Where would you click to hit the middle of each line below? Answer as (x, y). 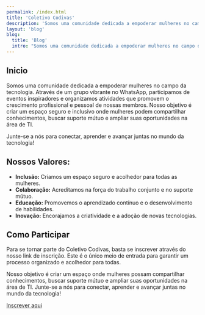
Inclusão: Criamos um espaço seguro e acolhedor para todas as (96, 176)
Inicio (17, 71)
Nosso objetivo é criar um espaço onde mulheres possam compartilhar (95, 274)
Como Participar (38, 235)
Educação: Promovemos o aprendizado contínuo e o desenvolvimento (104, 203)
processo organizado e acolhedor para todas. (64, 262)
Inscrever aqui (24, 305)
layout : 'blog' (26, 29)
